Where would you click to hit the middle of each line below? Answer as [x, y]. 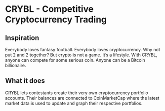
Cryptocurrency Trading [56, 19]
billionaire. [16, 65]
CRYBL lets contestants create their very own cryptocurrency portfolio [77, 93]
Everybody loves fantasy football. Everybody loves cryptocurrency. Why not [83, 50]
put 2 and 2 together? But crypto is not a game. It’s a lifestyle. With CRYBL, [81, 55]
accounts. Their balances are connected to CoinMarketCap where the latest [82, 98]
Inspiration [22, 38]
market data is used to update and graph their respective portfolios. [74, 103]
